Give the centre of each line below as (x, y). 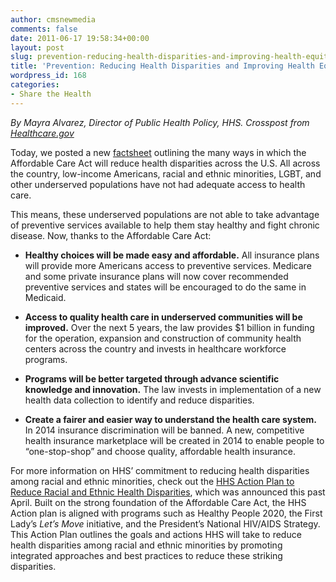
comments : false (44, 29)
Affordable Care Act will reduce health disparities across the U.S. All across (165, 163)
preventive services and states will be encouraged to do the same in (165, 287)
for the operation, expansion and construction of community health (163, 338)
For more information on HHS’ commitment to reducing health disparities (160, 470)
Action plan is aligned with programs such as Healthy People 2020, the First (166, 513)
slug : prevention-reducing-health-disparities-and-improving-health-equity (171, 57)
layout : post (37, 47)
